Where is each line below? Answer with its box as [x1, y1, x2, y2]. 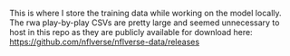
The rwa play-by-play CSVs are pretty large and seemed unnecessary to [9, 17, 280, 28]
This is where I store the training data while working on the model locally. [9, 8, 283, 18]
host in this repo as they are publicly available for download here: [9, 27, 253, 37]
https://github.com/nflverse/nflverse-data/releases [9, 36, 200, 47]
